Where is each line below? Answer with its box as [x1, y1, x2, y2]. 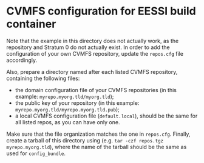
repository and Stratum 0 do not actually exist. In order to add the [6, 44, 170, 51]
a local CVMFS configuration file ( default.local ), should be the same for [15, 112, 198, 119]
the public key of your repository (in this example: [15, 99, 140, 107]
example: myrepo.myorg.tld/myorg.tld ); [15, 93, 114, 100]
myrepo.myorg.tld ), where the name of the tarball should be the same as [6, 143, 187, 150]
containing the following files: [6, 75, 80, 82]
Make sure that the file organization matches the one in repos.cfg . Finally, [6, 130, 191, 138]
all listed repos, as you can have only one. [15, 118, 120, 125]
